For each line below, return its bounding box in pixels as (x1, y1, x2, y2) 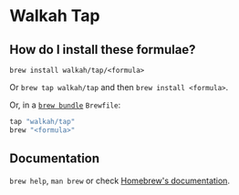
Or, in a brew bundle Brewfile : (9, 99, 121, 110)
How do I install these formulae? (9, 42, 196, 57)
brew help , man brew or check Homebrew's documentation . (9, 175, 231, 186)
